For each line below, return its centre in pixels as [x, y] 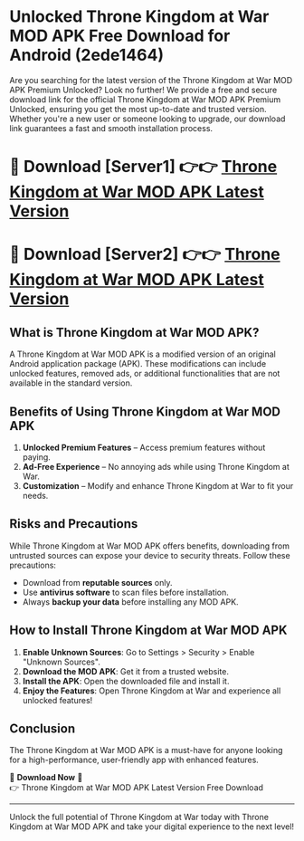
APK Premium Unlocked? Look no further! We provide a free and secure [143, 90]
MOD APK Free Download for [120, 36]
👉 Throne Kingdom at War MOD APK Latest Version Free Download [137, 788]
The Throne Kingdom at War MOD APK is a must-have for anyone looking [146, 750]
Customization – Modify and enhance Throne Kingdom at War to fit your [158, 485]
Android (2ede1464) [87, 55]
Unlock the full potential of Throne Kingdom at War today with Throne [139, 817]
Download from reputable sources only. [98, 582]
